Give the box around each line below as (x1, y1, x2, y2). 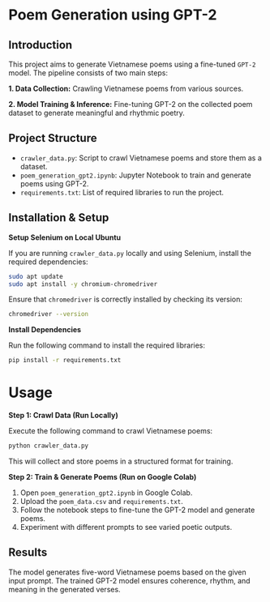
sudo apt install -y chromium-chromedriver (8, 280, 158, 288)
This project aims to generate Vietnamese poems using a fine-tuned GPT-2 (8, 59, 256, 69)
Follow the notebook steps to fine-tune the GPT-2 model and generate (19, 505, 255, 514)
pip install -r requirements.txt (8, 357, 122, 365)
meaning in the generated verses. (8, 584, 121, 594)
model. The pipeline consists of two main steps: (8, 68, 169, 78)
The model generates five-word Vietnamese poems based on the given (8, 567, 247, 577)
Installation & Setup (8, 211, 109, 224)
